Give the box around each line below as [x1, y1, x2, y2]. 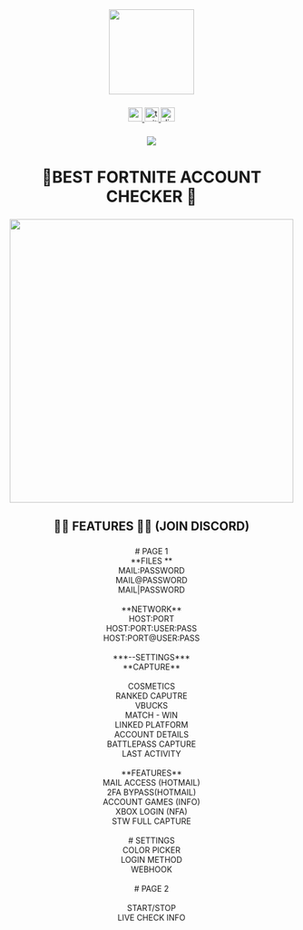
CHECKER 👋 [106, 186, 197, 207]
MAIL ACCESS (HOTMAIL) [103, 778, 200, 788]
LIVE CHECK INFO [117, 912, 186, 924]
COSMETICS [127, 680, 176, 692]
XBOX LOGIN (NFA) [115, 807, 188, 817]
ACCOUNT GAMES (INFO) [103, 797, 200, 808]
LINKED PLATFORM [114, 720, 189, 730]
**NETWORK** [121, 603, 182, 615]
